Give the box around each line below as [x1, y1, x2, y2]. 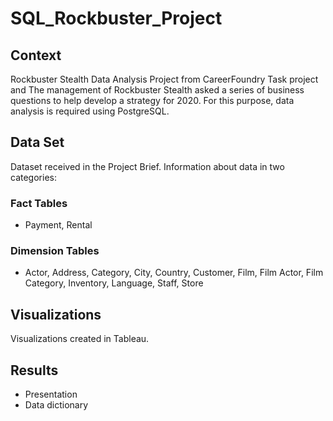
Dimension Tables [10, 244, 100, 258]
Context [10, 47, 62, 64]
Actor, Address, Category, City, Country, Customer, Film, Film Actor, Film [24, 267, 324, 279]
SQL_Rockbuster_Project [10, 7, 223, 30]
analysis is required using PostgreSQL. [10, 105, 170, 117]
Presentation [24, 388, 78, 401]
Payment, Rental [24, 219, 93, 231]
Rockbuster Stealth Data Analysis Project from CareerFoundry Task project [10, 73, 319, 85]
